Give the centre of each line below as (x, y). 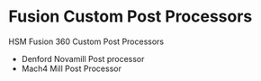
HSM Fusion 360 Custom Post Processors (86, 41)
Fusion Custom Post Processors (130, 17)
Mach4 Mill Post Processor (72, 68)
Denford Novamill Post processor (83, 58)
